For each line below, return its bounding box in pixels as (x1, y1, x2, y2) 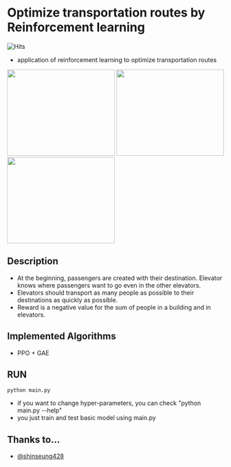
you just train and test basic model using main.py (16, 414, 156, 422)
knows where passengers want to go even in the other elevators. (16, 281, 201, 289)
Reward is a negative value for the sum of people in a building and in (16, 303, 211, 311)
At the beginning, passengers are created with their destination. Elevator (16, 274, 223, 282)
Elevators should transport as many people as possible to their (16, 288, 195, 297)
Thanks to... (7, 433, 60, 446)
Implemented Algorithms (7, 330, 117, 342)
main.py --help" (16, 406, 63, 415)
